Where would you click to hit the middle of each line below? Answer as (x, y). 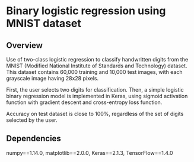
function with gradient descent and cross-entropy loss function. (84, 102)
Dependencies (34, 139)
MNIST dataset (44, 23)
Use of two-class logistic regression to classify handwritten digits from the (97, 59)
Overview (25, 45)
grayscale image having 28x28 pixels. (53, 78)
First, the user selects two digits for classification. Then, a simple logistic (95, 90)
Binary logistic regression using (86, 11)
